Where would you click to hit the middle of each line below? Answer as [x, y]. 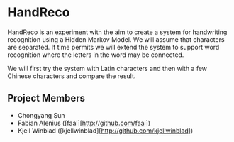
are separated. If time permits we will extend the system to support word [113, 47]
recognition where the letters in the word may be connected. [96, 55]
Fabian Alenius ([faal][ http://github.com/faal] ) [84, 123]
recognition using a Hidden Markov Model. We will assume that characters [116, 39]
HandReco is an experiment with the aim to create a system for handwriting [117, 32]
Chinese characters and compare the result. [72, 76]
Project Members [46, 98]
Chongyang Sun [41, 115]
